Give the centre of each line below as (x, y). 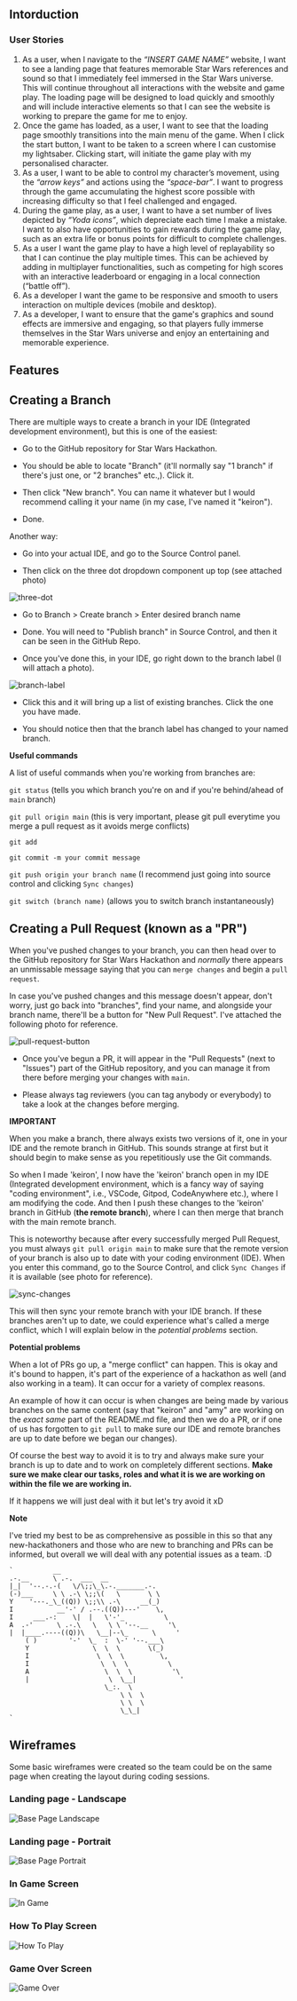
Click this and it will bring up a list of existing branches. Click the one (148, 702)
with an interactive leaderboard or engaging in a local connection (141, 276)
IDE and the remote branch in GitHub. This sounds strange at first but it (139, 1147)
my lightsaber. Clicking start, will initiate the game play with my (137, 154)
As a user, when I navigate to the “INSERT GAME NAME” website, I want (154, 59)
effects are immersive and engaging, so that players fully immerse (143, 323)
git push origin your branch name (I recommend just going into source (140, 874)
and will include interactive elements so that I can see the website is (146, 107)
